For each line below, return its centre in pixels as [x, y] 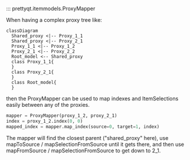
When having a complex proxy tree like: [54, 20]
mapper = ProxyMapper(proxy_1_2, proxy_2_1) [62, 116]
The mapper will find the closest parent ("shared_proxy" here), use [87, 138]
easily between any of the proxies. [48, 105]
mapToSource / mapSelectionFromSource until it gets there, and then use [95, 144]
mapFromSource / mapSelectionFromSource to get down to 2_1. [83, 151]
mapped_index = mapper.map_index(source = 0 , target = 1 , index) [83, 126]
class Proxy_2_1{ [33, 72]
